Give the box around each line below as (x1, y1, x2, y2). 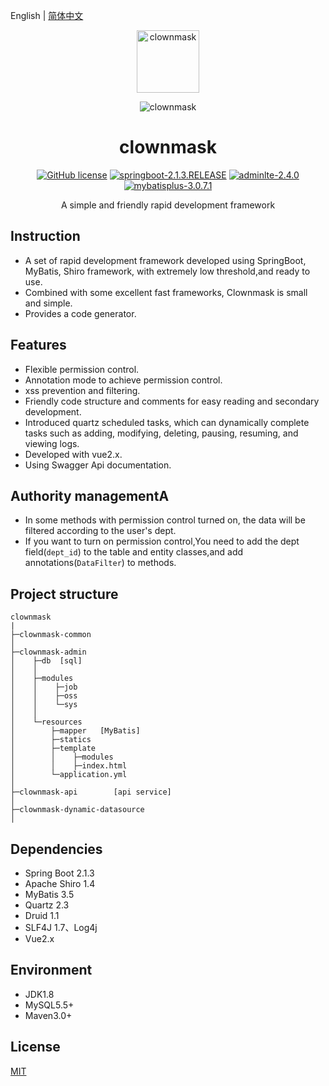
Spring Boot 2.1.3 (24, 867, 95, 879)
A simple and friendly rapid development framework (60, 199, 276, 211)
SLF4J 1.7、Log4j (24, 922, 98, 933)
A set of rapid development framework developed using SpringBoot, (24, 254, 307, 266)
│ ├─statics (10, 735, 92, 745)
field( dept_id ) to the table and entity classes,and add (24, 546, 244, 558)
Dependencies (10, 840, 103, 858)
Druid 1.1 (24, 910, 60, 921)
